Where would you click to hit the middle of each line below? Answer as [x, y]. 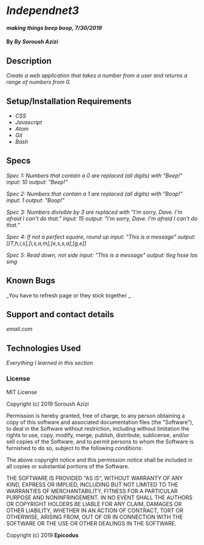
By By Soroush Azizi [32, 42]
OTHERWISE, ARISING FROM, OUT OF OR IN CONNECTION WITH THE [95, 517]
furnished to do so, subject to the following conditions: [74, 448]
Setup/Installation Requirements [69, 101]
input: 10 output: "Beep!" [37, 182]
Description [29, 61]
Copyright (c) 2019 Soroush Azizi [48, 404]
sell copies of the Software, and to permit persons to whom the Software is [100, 441]
